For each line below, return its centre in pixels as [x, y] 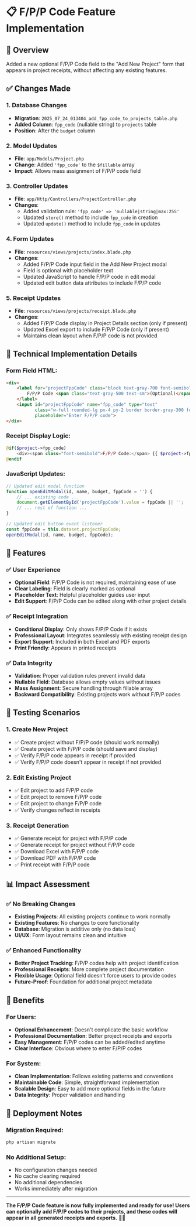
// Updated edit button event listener [55, 524]
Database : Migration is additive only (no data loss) [75, 929]
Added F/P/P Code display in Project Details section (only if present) [105, 323]
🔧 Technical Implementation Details [72, 354]
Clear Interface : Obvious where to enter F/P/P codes [78, 1048]
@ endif [14, 459]
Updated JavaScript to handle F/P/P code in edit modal [89, 276]
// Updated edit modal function [45, 486]
